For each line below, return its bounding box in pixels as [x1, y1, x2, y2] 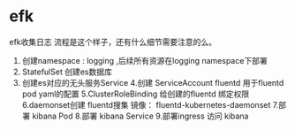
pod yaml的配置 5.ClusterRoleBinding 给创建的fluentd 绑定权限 [21, 88, 250, 99]
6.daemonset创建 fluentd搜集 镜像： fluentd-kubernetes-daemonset [21, 99, 271, 110]
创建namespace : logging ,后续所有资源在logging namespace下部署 [21, 55, 268, 65]
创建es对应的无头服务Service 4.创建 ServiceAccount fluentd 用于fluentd [21, 77, 284, 88]
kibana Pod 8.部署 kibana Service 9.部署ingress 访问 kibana [32, 111, 249, 121]
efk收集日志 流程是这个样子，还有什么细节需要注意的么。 [9, 36, 216, 47]
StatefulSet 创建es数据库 [21, 66, 112, 77]
